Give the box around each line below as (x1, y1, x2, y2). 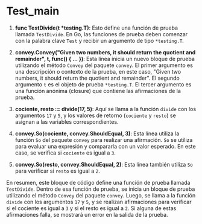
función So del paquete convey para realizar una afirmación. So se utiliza (14, 136, 193, 143)
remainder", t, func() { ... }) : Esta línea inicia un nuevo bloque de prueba (14, 55, 195, 62)
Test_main (6, 4, 60, 18)
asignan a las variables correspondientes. (14, 118, 119, 125)
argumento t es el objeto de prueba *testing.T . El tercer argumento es (14, 80, 192, 88)
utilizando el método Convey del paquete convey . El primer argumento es (14, 62, 193, 69)
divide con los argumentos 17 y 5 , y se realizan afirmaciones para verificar (6, 198, 192, 205)
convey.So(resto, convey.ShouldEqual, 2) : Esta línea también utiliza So (14, 161, 193, 168)
